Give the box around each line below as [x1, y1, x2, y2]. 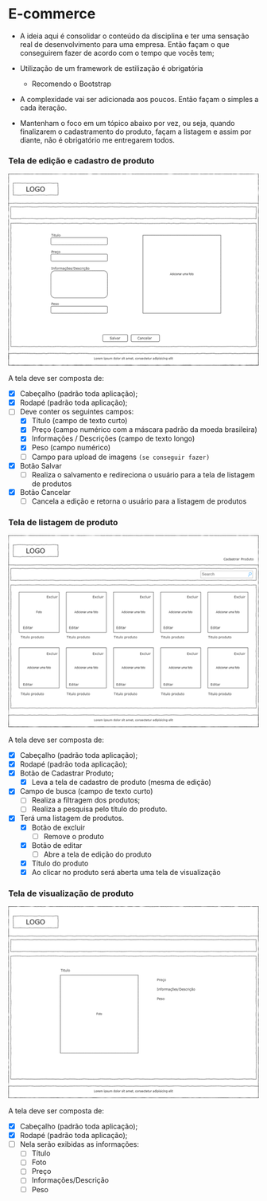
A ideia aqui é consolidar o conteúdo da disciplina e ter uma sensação [19, 31, 250, 41]
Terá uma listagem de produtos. [19, 814, 125, 823]
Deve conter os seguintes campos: [19, 407, 134, 417]
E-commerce [8, 5, 96, 23]
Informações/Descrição [31, 1175, 110, 1185]
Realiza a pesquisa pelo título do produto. [31, 804, 168, 814]
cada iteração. [19, 103, 68, 112]
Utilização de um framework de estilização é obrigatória [19, 63, 203, 73]
